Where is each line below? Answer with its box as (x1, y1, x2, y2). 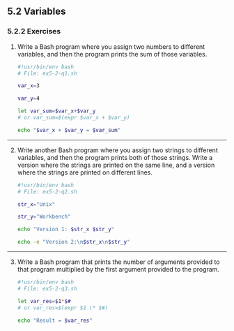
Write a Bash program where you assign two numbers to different (17, 42, 205, 51)
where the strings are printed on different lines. (17, 168, 153, 177)
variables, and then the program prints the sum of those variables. (17, 50, 208, 58)
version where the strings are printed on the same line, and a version (17, 161, 215, 169)
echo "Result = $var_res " (17, 317, 93, 324)
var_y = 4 (17, 95, 40, 102)
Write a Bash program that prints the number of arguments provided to (17, 258, 220, 266)
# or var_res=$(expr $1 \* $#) (17, 304, 109, 311)
